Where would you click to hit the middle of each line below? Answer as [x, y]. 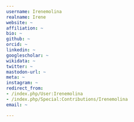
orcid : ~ [17, 45]
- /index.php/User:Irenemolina [45, 94]
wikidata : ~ [21, 61]
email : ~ [17, 105]
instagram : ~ [22, 83]
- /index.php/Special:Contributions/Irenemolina [67, 99]
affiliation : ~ [25, 28]
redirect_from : [25, 88]
